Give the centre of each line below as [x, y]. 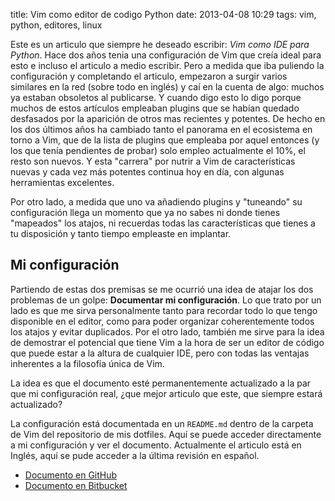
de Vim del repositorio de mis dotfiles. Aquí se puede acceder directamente [166, 434]
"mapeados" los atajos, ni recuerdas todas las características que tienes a [163, 223]
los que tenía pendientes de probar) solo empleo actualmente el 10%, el [158, 150]
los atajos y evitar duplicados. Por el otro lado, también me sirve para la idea [167, 331]
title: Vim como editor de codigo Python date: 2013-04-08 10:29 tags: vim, [163, 14]
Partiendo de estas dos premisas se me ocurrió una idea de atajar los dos [162, 289]
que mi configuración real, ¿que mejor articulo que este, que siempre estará [166, 393]
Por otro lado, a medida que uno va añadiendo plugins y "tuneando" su [156, 202]
